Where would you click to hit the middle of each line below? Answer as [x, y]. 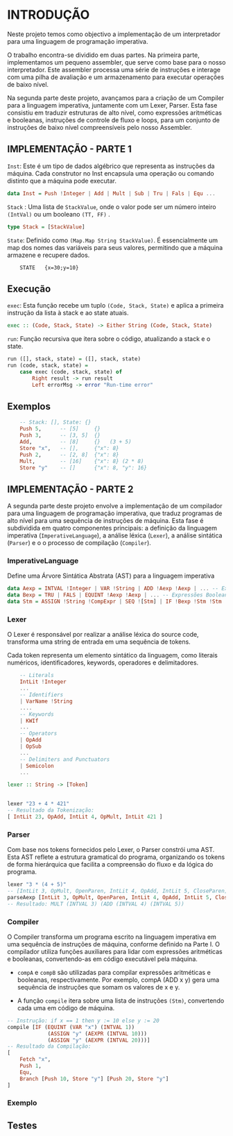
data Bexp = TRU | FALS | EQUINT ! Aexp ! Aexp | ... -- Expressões [105, 595]
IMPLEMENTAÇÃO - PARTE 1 [69, 149]
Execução [29, 289]
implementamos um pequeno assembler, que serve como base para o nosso [116, 62]
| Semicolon [37, 766]
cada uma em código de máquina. [66, 1008]
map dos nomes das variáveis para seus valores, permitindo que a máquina [115, 247]
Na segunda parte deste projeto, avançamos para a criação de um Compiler [115, 98]
